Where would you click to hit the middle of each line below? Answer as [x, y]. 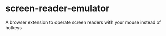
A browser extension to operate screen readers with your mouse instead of [83, 22]
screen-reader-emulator [58, 9]
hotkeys [13, 27]
